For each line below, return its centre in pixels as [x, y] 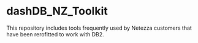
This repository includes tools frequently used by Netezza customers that [99, 28]
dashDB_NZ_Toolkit [57, 11]
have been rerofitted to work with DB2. [55, 34]
